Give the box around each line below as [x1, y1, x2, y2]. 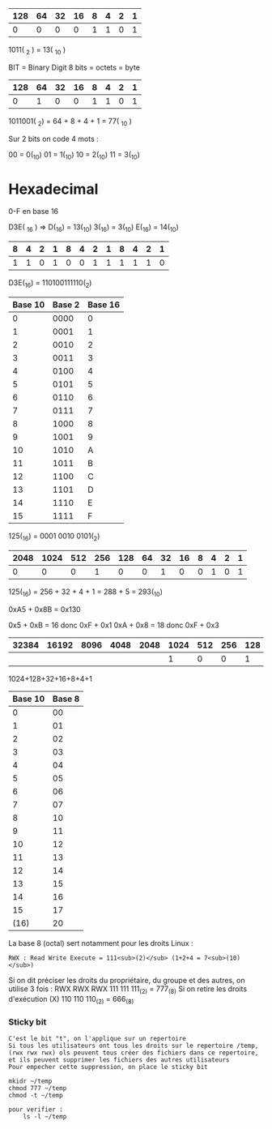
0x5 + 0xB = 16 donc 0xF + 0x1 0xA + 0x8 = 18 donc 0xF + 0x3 [8, 620, 220, 630]
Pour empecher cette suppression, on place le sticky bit [8, 1063, 208, 1071]
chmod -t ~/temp [8, 1092, 63, 1100]
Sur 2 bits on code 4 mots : [8, 134, 99, 143]
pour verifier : [8, 1105, 63, 1114]
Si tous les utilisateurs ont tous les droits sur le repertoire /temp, [8, 1041, 259, 1050]
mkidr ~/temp [8, 1077, 53, 1085]
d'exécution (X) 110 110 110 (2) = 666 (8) [8, 994, 134, 1006]
